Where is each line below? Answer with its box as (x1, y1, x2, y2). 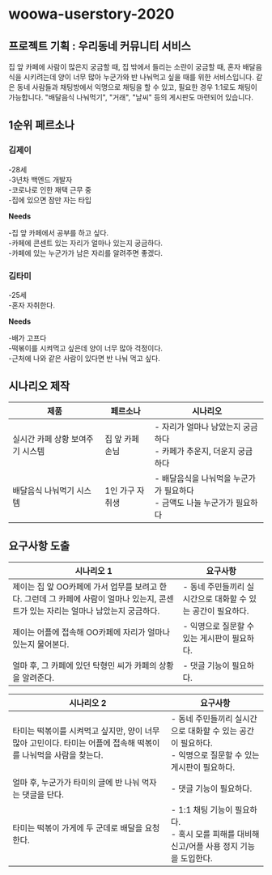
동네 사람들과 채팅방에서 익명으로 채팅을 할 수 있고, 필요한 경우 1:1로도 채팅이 (16, 83, 257, 91)
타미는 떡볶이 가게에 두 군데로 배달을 (12, 822, 143, 834)
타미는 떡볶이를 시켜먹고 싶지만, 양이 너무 (12, 725, 160, 737)
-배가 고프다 (8, 333, 47, 342)
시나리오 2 (68, 697, 107, 708)
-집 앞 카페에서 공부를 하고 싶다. (8, 227, 109, 237)
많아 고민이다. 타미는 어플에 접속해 (12, 737, 136, 749)
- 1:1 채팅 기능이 (171, 804, 233, 815)
